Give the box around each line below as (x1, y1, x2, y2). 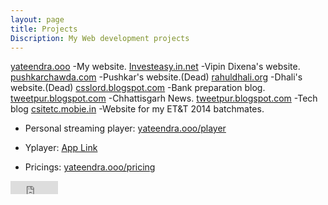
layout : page (10, 14, 65, 25)
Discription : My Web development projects (10, 33, 190, 43)
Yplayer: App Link (24, 142, 98, 154)
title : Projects (10, 24, 78, 34)
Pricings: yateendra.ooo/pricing (24, 161, 156, 173)
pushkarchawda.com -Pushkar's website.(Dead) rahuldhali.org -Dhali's (10, 71, 303, 83)
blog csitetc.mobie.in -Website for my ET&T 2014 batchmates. (10, 103, 265, 115)
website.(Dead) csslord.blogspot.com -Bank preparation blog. (10, 82, 266, 94)
